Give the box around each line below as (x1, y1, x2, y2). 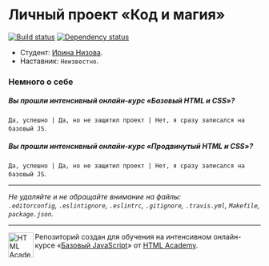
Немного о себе (8, 76, 74, 87)
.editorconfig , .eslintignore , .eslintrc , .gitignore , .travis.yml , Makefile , (8, 200, 260, 210)
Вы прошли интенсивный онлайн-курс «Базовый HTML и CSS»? (8, 96, 235, 106)
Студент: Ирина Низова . (19, 47, 103, 57)
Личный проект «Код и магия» (8, 6, 226, 24)
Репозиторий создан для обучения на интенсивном (34, 232, 212, 241)
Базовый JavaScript (61, 240, 128, 250)
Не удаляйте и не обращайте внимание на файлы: (8, 191, 182, 201)
